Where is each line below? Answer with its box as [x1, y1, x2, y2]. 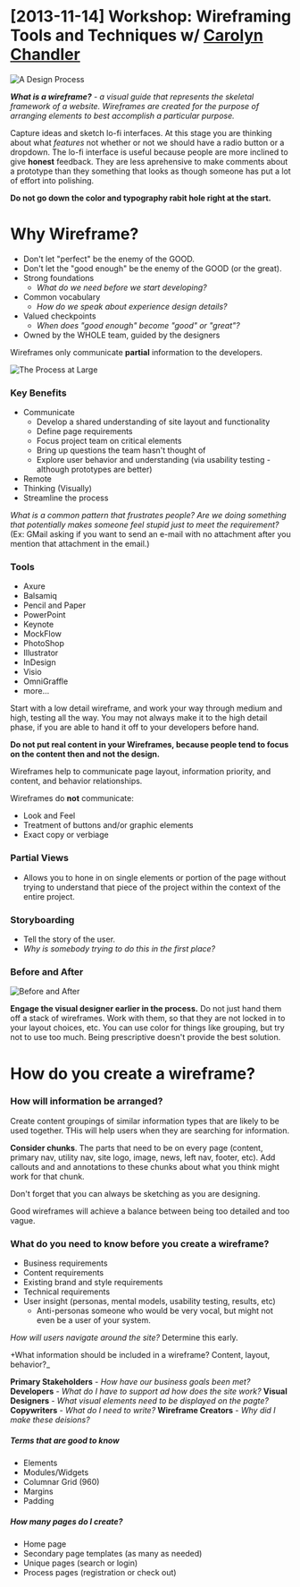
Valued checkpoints [22, 311, 96, 321]
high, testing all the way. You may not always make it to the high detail [10, 712, 268, 723]
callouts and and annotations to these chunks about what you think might [10, 1161, 280, 1172]
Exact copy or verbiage [22, 830, 110, 840]
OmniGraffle [22, 676, 69, 687]
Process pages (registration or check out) [22, 1567, 177, 1578]
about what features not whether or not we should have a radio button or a [10, 137, 285, 148]
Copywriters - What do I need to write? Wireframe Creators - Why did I [10, 1405, 276, 1416]
